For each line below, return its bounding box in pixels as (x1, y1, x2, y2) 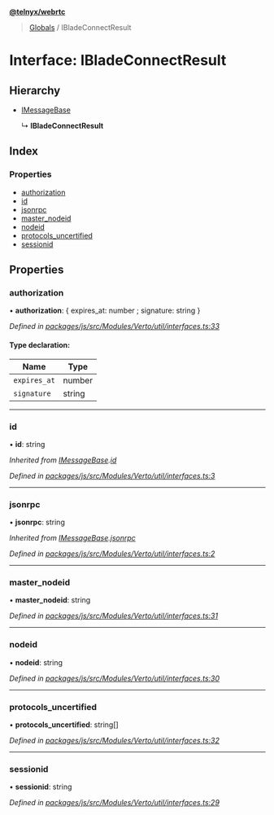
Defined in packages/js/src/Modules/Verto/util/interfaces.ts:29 (9, 798, 220, 808)
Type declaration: (9, 340, 71, 349)
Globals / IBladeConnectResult (28, 23, 132, 32)
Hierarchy (9, 83, 61, 97)
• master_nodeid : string (9, 595, 91, 605)
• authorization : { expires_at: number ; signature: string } (9, 305, 201, 316)
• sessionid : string (9, 782, 72, 792)
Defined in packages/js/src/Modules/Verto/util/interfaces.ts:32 (9, 736, 220, 746)
